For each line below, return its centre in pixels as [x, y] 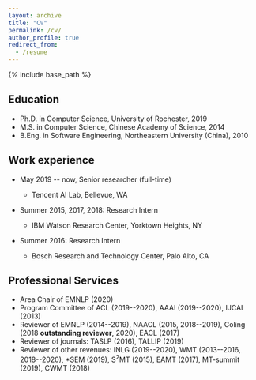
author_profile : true [44, 38]
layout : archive [35, 15]
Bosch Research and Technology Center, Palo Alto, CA [120, 256]
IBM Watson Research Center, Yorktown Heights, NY [117, 225]
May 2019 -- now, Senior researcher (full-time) [96, 179]
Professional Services [64, 281]
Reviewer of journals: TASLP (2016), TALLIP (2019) [102, 341]
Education [34, 100]
